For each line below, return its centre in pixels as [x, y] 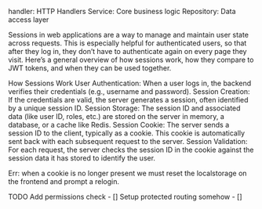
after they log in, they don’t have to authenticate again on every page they [127, 51]
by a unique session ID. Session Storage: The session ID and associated [124, 108]
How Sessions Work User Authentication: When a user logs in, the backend [130, 83]
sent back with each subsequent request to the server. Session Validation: [128, 141]
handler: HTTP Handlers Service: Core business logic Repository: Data [122, 11]
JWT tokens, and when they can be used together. [90, 68]
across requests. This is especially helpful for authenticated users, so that [127, 43]
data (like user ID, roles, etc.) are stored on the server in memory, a [116, 116]
